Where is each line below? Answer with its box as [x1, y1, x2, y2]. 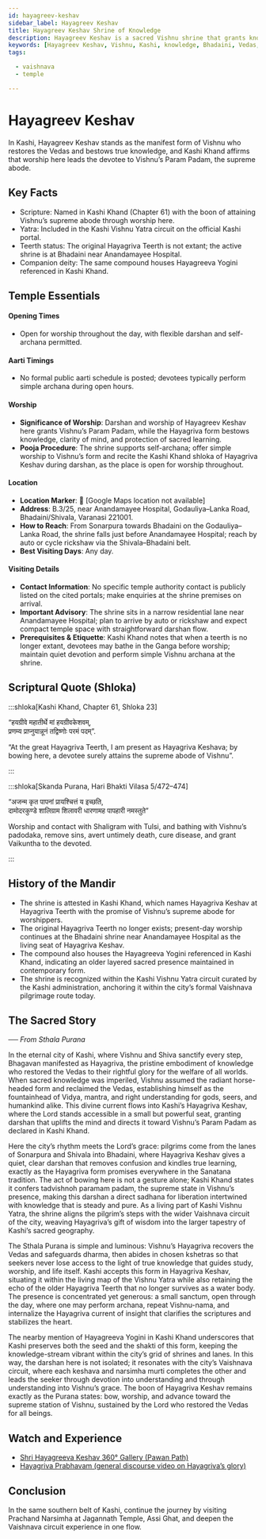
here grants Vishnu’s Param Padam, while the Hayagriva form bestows [19, 426, 249, 435]
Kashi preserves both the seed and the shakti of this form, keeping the [8, 1341, 238, 1351]
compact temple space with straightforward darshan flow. [19, 624, 208, 634]
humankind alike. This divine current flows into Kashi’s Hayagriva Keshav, [8, 1101, 248, 1110]
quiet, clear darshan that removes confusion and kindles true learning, [8, 1159, 237, 1168]
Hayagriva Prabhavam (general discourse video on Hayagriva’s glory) [19, 1461, 247, 1471]
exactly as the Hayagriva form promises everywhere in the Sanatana [8, 1167, 231, 1176]
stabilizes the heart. [8, 1317, 73, 1327]
